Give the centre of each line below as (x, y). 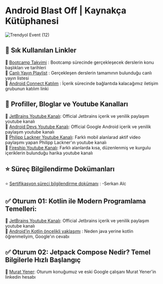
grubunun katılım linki (27, 89)
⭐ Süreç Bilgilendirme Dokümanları (60, 169)
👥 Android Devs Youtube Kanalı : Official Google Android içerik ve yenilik (78, 127)
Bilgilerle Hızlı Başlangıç (43, 260)
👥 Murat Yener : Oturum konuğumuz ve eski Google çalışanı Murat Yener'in (81, 272)
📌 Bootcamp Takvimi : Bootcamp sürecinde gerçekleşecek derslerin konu (80, 62)
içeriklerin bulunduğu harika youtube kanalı (49, 153)
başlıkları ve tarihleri (26, 67)
